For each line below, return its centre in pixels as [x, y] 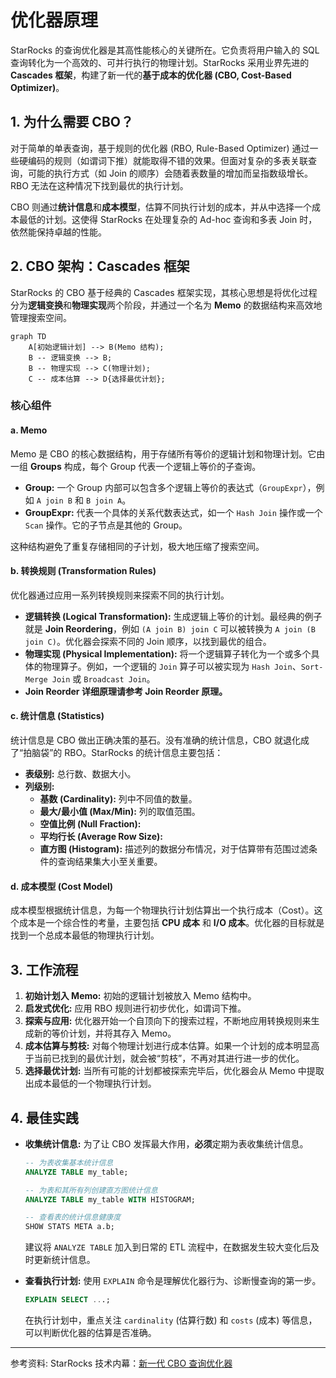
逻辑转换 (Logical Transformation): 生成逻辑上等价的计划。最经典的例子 [173, 616]
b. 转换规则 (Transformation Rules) [83, 571]
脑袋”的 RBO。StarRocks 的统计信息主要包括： [127, 753]
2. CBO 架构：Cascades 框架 [100, 266]
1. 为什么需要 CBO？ [72, 122]
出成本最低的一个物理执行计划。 [90, 1083]
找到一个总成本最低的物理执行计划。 [85, 935]
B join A [104, 501]
